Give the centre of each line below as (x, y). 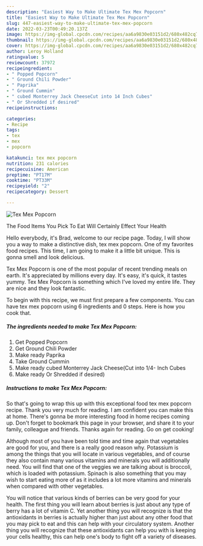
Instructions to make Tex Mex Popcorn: (57, 388)
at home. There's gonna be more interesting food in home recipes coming (98, 416)
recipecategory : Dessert (37, 192)
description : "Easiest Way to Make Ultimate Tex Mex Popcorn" (86, 12)
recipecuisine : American (37, 169)
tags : (13, 130)
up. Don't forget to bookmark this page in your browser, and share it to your (100, 423)
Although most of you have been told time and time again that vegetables (98, 441)
